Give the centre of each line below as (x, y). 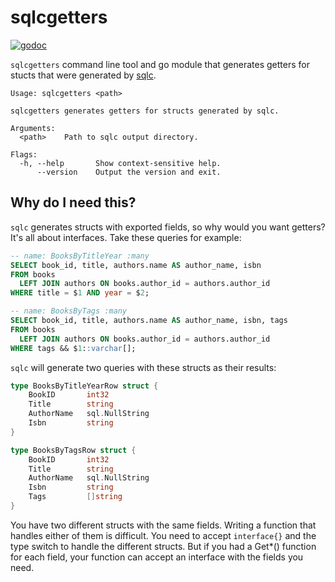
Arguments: (33, 128)
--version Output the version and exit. (129, 172)
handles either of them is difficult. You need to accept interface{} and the (163, 535)
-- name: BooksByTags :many (69, 311)
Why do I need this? (73, 202)
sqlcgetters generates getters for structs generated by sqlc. (145, 111)
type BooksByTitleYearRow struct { (84, 386)
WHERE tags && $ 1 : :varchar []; (73, 348)
